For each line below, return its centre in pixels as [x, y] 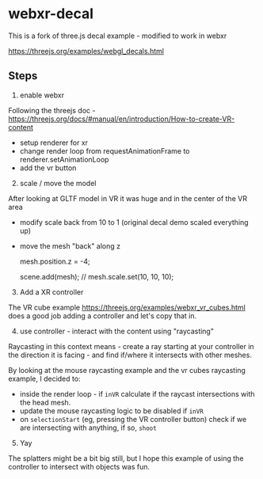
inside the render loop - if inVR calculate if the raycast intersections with [137, 393]
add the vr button [48, 168]
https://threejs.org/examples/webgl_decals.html [86, 51]
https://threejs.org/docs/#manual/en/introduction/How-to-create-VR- [122, 119]
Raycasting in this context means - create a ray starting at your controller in [131, 346]
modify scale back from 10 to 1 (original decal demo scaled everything [134, 222]
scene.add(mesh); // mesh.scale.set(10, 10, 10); [97, 276]
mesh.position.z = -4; [55, 261]
